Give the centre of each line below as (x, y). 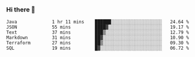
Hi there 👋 (21, 10)
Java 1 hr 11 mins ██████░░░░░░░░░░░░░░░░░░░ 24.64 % (97, 22)
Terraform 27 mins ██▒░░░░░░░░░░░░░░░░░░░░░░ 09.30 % (97, 43)
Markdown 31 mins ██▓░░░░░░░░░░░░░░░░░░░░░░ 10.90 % (97, 38)
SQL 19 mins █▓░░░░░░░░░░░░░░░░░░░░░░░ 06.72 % (97, 48)
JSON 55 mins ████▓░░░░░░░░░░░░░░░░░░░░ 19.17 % (97, 27)
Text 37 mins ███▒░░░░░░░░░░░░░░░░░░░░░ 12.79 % (97, 32)
